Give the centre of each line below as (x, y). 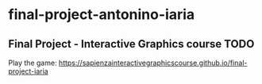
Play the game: (33, 63)
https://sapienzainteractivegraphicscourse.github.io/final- (153, 63)
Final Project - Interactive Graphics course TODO (131, 44)
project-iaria (29, 71)
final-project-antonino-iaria (102, 15)
